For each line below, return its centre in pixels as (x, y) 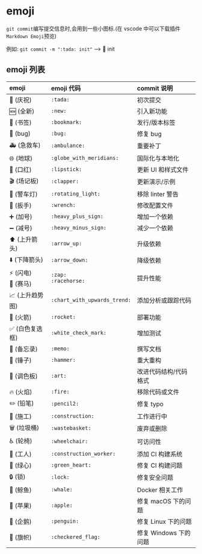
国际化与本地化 (158, 158)
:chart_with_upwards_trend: (91, 300)
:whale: (62, 489)
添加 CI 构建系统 (160, 454)
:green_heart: (71, 465)
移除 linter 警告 (158, 194)
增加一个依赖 (155, 216)
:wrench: (63, 205)
